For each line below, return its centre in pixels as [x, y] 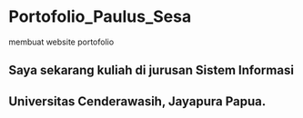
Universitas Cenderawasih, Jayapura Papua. [137, 101]
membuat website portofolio [61, 42]
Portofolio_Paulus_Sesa [100, 17]
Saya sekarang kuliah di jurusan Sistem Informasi [151, 70]
